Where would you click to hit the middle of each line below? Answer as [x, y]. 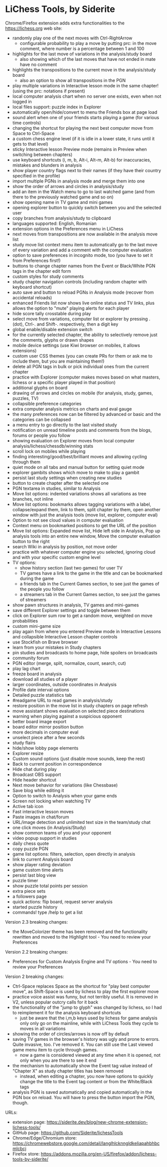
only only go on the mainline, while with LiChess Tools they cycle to [89, 1023]
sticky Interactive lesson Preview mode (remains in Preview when [80, 149]
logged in [22, 101]
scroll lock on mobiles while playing [49, 451]
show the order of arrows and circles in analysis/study [68, 186]
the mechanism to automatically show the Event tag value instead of [83, 1065]
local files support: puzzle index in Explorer [57, 107]
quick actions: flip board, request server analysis [63, 902]
